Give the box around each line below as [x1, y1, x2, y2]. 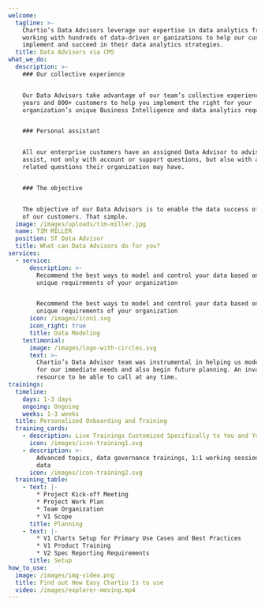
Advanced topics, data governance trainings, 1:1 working [36, 454, 231, 462]
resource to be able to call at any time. [36, 373, 178, 381]
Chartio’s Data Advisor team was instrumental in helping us [36, 358, 242, 367]
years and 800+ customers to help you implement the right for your [22, 99, 252, 107]
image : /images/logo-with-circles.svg [28, 344, 157, 352]
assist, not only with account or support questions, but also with [22, 155, 252, 164]
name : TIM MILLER [15, 227, 73, 235]
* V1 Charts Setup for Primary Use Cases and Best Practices [36, 534, 242, 543]
